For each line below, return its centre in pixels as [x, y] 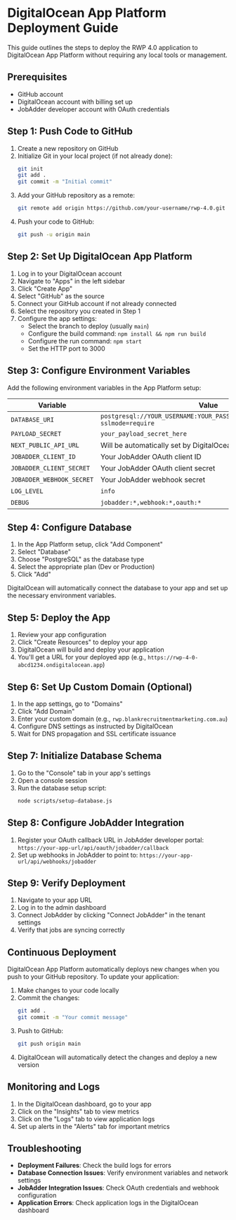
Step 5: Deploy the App [59, 617]
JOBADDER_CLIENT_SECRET [51, 468]
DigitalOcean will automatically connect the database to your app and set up [118, 588]
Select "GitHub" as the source [61, 296]
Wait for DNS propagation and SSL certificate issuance [97, 734]
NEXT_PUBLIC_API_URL [45, 445]
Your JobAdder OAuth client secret [158, 468]
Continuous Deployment [62, 952]
